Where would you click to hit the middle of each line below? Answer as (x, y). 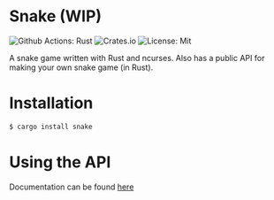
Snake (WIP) (56, 16)
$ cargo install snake (51, 127)
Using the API (60, 162)
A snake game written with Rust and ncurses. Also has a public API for (137, 58)
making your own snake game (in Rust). (81, 67)
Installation (51, 103)
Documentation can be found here (72, 187)
